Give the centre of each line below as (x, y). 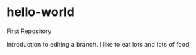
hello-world (41, 12)
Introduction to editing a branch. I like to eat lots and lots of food (98, 44)
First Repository (29, 31)
